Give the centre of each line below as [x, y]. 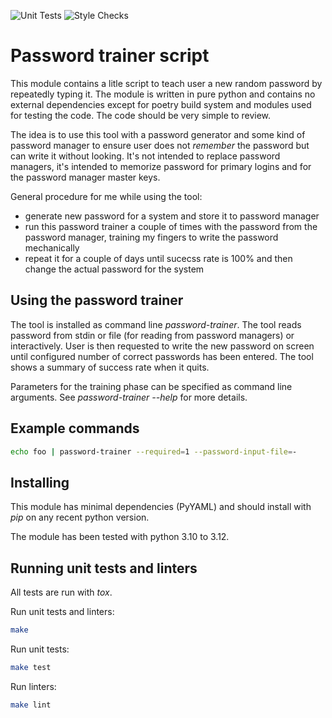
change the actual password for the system [114, 269]
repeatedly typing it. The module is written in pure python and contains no [163, 94]
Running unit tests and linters [104, 568]
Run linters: [33, 686]
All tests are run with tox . [61, 592]
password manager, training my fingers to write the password [151, 237]
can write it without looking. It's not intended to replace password [145, 156]
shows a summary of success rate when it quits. [110, 367]
